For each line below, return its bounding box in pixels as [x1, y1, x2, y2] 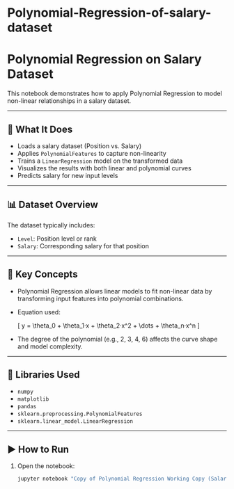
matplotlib [17, 396, 49, 403]
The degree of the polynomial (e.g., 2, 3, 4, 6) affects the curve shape [17, 335, 218, 343]
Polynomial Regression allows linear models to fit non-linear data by [17, 287, 212, 295]
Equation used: [17, 307, 61, 316]
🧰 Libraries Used [7, 369, 80, 380]
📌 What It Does [7, 123, 73, 135]
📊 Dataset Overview [7, 199, 99, 211]
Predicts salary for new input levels [17, 171, 118, 179]
